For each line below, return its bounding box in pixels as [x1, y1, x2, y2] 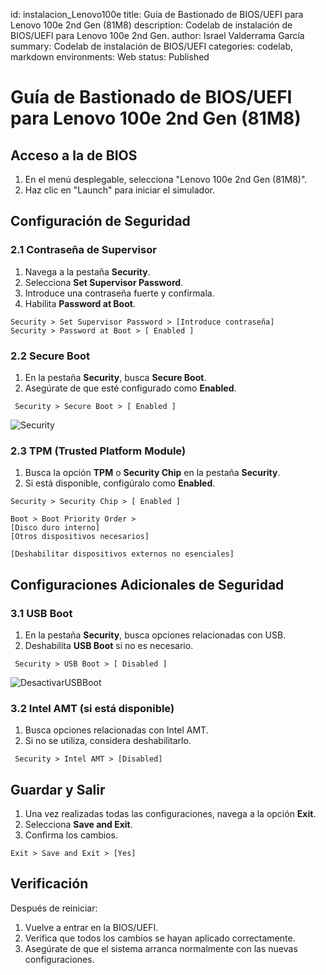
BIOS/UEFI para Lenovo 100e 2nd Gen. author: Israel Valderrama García [10, 30, 305, 41]
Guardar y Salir [10, 781, 106, 798]
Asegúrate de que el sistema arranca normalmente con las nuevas [24, 942, 298, 954]
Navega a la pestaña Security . [24, 265, 151, 278]
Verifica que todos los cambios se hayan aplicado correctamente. [24, 932, 296, 944]
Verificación [10, 875, 89, 893]
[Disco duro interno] [10, 523, 101, 533]
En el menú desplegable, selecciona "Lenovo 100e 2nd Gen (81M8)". [24, 174, 308, 185]
